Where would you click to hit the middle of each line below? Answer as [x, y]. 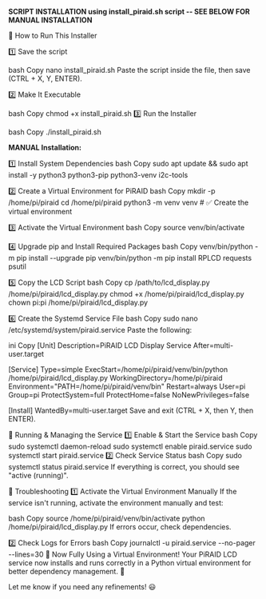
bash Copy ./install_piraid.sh [55, 132]
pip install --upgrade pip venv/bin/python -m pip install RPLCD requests [134, 258]
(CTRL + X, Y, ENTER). [45, 78]
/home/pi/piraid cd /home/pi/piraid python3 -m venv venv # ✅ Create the [129, 202]
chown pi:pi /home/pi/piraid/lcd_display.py [78, 302]
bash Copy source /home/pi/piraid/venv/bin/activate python [107, 518]
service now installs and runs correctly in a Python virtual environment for [130, 563]
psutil [17, 266]
